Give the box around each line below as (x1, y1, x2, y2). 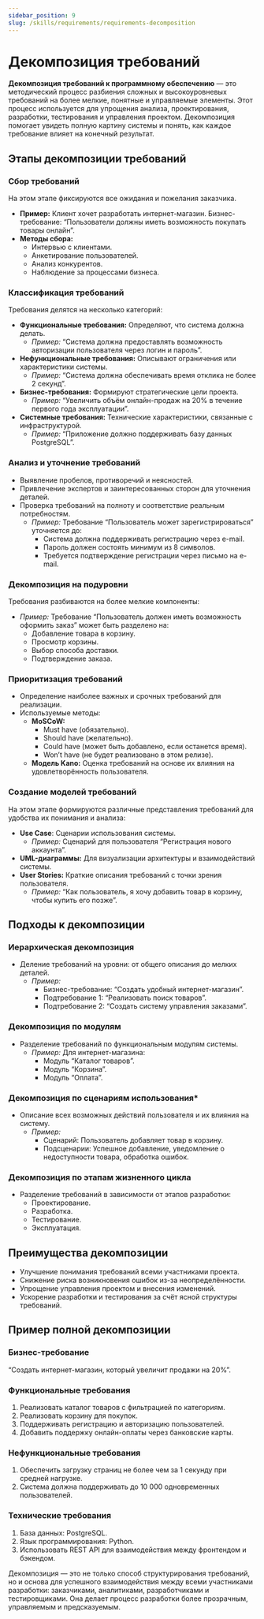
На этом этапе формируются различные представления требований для (8, 804, 254, 814)
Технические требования (8, 1510, 112, 1521)
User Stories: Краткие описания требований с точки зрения (19, 870, 222, 879)
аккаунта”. (31, 845, 67, 854)
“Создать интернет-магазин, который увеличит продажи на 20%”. (8, 1365, 231, 1375)
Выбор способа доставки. (31, 646, 120, 655)
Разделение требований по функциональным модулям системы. (19, 1039, 239, 1049)
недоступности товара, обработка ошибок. (43, 1152, 189, 1162)
